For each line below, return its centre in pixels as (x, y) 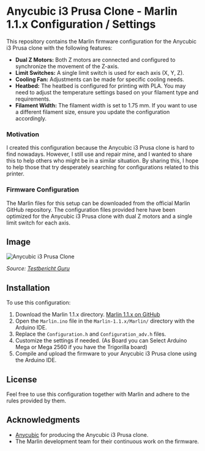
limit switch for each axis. (38, 223)
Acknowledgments (43, 420)
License (22, 380)
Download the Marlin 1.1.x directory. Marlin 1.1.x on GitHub (88, 315)
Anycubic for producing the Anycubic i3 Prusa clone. (82, 434)
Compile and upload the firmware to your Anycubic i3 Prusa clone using (106, 353)
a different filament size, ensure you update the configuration (92, 112)
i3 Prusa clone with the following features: (59, 48)
